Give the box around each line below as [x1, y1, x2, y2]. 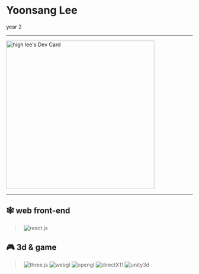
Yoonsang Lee [6, 4, 78, 17]
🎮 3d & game [6, 243, 57, 253]
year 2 [6, 23, 22, 30]
